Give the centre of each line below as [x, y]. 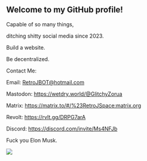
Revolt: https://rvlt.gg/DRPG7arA [46, 117]
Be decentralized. [28, 59]
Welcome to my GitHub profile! [65, 10]
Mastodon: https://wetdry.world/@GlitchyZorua [64, 94]
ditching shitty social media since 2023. [55, 36]
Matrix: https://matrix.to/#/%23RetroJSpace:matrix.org [74, 105]
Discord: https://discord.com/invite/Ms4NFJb [62, 129]
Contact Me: [22, 71]
